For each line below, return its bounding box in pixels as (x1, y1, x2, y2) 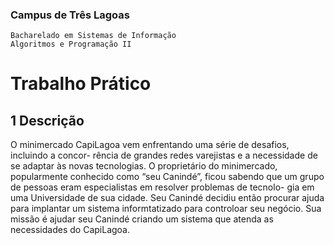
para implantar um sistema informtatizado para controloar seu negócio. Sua (10, 203, 322, 215)
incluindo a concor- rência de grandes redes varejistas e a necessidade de (10, 149, 318, 162)
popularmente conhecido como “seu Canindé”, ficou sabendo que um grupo (10, 171, 325, 183)
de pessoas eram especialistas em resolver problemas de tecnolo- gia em (10, 181, 315, 193)
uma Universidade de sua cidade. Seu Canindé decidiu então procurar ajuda (10, 192, 325, 204)
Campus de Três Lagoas (10, 8, 130, 22)
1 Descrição (10, 112, 85, 129)
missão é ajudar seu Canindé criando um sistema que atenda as (10, 213, 274, 225)
